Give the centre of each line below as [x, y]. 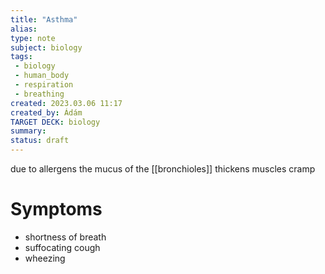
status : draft [40, 141]
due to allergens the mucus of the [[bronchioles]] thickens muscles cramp [163, 169]
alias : [24, 29]
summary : [28, 131]
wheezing [45, 258]
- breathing [39, 94]
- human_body [42, 76]
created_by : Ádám [46, 112]
